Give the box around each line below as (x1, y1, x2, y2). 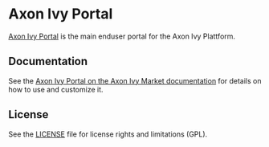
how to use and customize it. (8, 84, 104, 94)
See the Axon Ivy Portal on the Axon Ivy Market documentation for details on (8, 76, 263, 85)
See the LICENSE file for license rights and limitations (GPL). (8, 129, 208, 139)
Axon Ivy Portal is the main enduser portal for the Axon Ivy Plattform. (8, 31, 235, 41)
